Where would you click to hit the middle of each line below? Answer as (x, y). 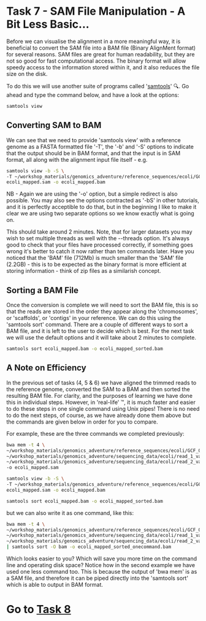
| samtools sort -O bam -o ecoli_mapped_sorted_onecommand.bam (89, 547)
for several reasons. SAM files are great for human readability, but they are (101, 54)
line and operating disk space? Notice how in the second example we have (101, 565)
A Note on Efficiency (47, 368)
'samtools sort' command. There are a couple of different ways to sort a (97, 325)
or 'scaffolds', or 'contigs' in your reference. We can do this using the (94, 318)
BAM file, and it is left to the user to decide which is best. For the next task (100, 331)
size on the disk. (27, 74)
